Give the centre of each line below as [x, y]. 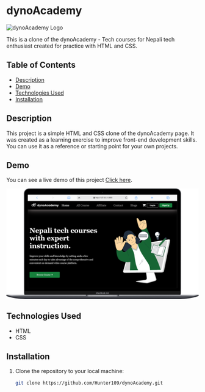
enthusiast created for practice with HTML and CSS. [72, 46]
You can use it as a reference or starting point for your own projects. [92, 146]
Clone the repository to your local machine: [69, 371]
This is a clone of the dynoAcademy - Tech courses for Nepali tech [91, 39]
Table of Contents [41, 65]
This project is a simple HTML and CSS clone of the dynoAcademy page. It [100, 133]
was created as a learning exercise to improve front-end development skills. [102, 140]
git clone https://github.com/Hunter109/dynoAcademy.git [89, 383]
